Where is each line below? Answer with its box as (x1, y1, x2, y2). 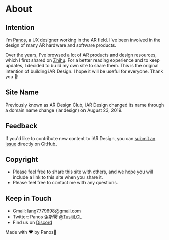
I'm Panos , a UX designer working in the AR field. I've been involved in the (5, 37, 161, 43)
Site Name (5, 88, 39, 97)
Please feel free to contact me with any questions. (12, 180, 118, 186)
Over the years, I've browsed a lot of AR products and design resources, (5, 52, 157, 58)
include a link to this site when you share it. (12, 174, 103, 180)
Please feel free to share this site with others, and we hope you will (12, 168, 153, 175)
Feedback (5, 122, 38, 130)
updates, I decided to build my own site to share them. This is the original (5, 63, 159, 68)
